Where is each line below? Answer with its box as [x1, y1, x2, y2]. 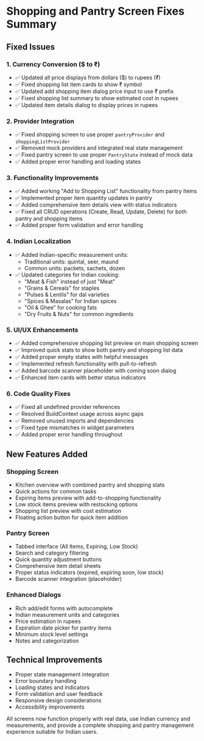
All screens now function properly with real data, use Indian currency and [6, 715, 191, 723]
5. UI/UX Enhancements [6, 325, 79, 334]
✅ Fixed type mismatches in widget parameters [15, 424, 135, 432]
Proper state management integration [15, 671, 110, 678]
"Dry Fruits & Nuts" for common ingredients [24, 310, 134, 317]
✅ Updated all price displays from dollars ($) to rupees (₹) [15, 73, 161, 81]
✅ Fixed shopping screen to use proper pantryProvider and [15, 131, 164, 138]
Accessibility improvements [15, 703, 85, 710]
